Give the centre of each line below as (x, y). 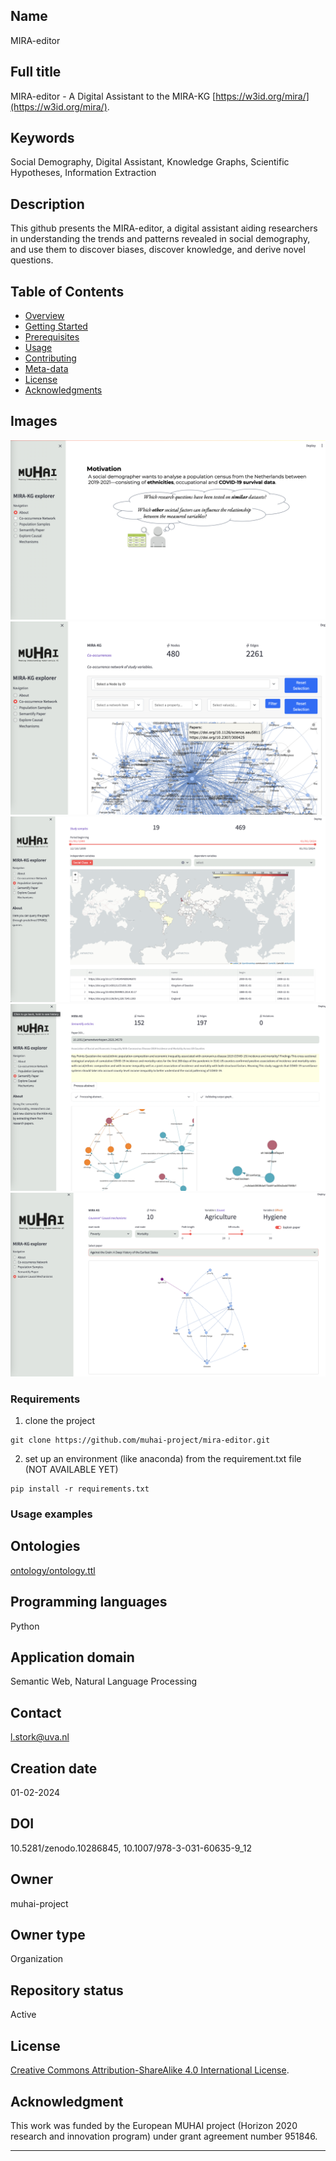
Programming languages (89, 1602)
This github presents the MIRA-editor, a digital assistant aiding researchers (164, 228)
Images (34, 421)
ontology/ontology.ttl (53, 1570)
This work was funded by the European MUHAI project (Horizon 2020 (154, 2125)
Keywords (42, 138)
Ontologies (45, 1546)
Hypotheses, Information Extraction (83, 173)
